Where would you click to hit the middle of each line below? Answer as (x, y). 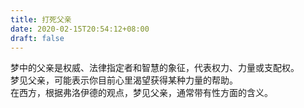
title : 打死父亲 (41, 19)
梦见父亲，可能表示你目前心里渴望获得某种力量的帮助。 (124, 80)
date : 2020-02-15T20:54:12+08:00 (80, 29)
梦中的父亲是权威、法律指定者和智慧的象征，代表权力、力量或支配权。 (155, 68)
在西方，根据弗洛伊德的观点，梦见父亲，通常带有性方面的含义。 (141, 93)
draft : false (37, 38)
